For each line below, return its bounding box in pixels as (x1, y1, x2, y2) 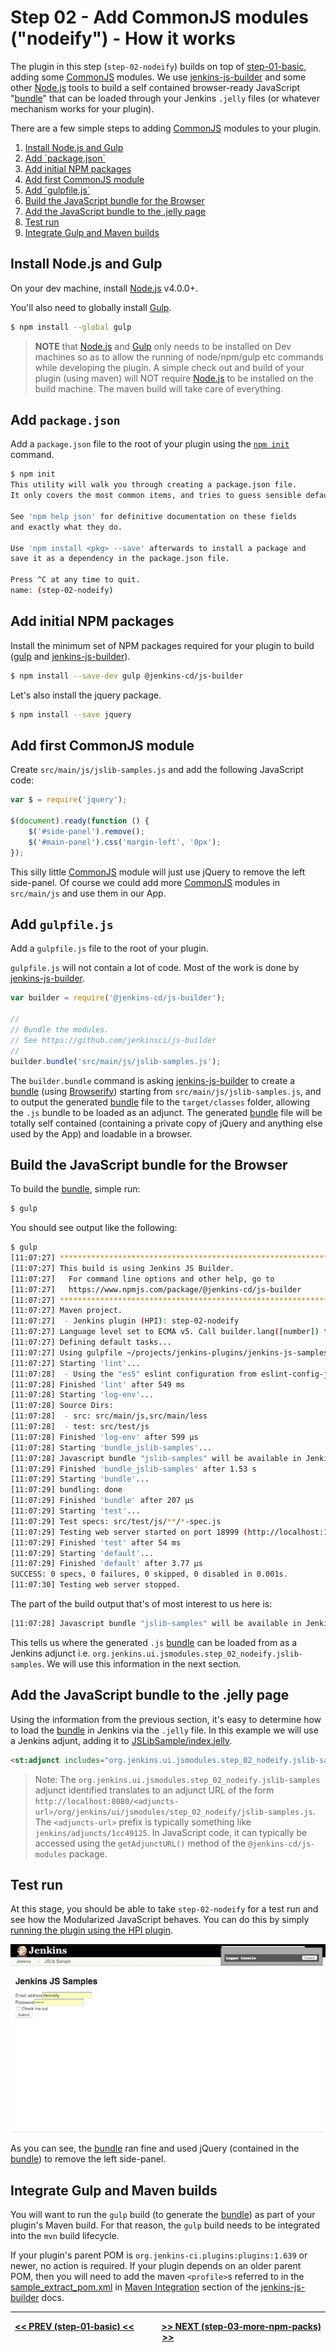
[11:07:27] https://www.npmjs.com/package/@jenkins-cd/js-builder (10, 1284, 302, 1295)
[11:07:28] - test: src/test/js (10, 1422, 150, 1432)
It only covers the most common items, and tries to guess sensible (10, 491, 302, 501)
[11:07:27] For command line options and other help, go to (10, 1274, 275, 1284)
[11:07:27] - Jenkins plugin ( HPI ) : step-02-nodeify (10, 1316, 240, 1326)
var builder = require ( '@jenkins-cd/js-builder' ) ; (10, 993, 226, 1003)
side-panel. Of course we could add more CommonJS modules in (10, 876, 280, 888)
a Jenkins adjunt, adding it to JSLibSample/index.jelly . (10, 1734, 233, 1746)
